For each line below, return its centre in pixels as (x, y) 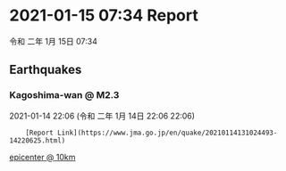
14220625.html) (38, 140)
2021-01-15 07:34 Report (104, 16)
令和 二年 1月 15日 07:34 (54, 41)
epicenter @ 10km (42, 157)
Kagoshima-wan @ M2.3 (64, 95)
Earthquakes (46, 70)
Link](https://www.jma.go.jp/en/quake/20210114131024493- (167, 133)
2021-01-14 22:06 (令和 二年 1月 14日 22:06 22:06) (102, 116)
